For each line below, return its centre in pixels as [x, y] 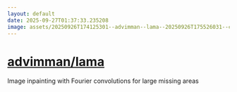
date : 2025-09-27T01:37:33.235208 [58, 20]
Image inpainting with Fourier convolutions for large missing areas [103, 81]
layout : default [31, 14]
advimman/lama [56, 61]
